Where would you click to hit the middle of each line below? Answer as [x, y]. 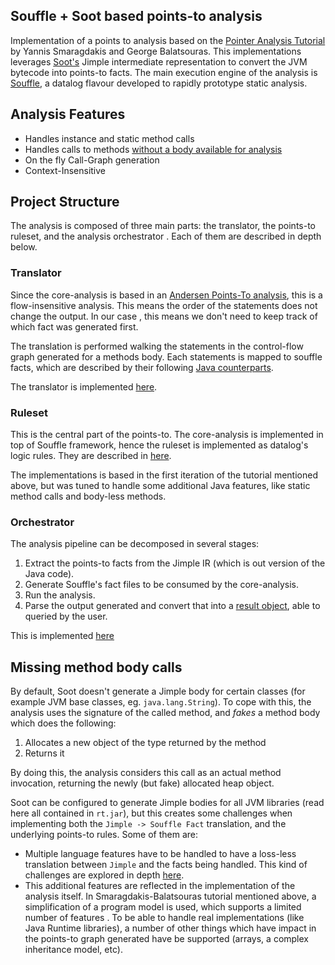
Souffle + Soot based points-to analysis [136, 16]
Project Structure [65, 202]
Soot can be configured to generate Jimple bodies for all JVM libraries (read [167, 803]
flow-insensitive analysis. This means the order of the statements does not [164, 305]
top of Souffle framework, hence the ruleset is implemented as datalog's [159, 445]
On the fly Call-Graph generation [92, 160]
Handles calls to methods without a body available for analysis [153, 149]
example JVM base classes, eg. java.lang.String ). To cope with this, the [161, 702]
